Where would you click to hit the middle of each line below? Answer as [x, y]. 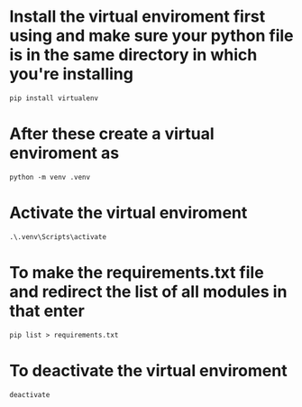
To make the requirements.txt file [137, 273]
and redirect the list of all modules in [148, 291]
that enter [47, 311]
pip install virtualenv [54, 98]
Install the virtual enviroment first [137, 17]
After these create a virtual [112, 134]
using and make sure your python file [151, 36]
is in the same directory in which [133, 55]
